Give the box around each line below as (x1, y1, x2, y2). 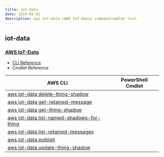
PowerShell (121, 76, 148, 83)
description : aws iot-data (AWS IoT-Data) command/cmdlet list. (5, 16, 139, 21)
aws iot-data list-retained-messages (7, 128, 94, 135)
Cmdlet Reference (12, 65, 49, 71)
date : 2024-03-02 (5, 12, 41, 17)
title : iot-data (5, 7, 38, 12)
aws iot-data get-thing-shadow (7, 106, 82, 113)
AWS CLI (47, 80, 68, 87)
